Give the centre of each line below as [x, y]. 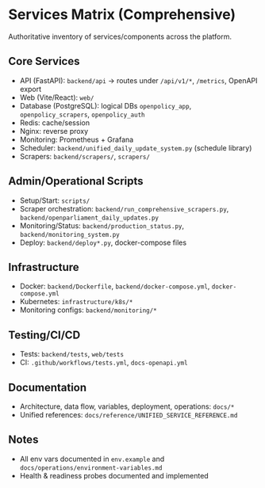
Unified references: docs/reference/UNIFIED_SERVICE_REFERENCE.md [129, 415]
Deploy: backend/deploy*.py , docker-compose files [103, 242]
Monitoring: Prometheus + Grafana [77, 139]
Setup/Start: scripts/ [55, 200]
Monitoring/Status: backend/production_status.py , [102, 225]
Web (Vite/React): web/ [57, 97]
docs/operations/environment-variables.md [91, 468]
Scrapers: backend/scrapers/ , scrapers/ [85, 156]
